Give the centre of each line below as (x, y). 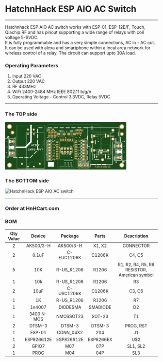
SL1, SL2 (136, 346)
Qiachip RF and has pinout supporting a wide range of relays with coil (74, 32)
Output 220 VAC (28, 81)
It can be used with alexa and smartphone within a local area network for (78, 48)
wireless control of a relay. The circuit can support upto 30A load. (71, 53)
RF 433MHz (24, 87)
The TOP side (21, 114)
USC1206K (70, 294)
